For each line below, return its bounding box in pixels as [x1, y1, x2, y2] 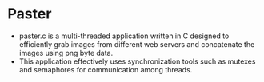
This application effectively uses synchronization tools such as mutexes [18, 57, 256, 66]
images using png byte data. [18, 48, 114, 57]
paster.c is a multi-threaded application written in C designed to [18, 31, 230, 41]
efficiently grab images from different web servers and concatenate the [18, 39, 255, 49]
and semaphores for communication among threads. [18, 64, 193, 74]
